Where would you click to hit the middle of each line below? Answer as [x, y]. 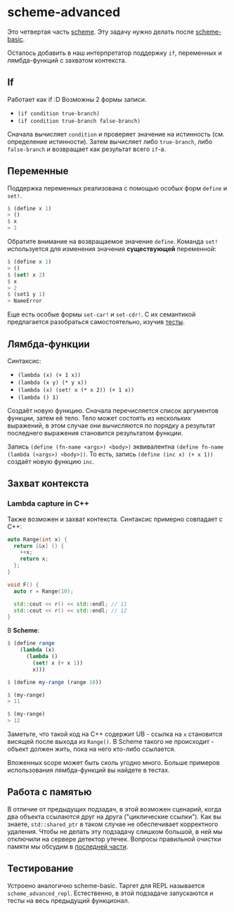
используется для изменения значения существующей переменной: [112, 249]
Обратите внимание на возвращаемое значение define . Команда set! [113, 242]
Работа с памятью [50, 792]
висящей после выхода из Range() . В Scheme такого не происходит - [111, 742]
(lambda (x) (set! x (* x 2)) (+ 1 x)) [76, 390]
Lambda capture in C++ [48, 503]
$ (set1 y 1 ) [26, 295]
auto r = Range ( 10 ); [44, 591]
